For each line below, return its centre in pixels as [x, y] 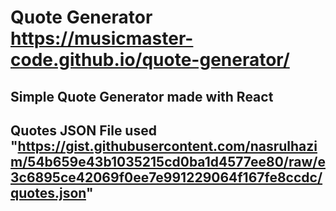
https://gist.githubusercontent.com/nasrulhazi [167, 146]
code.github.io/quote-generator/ [150, 60]
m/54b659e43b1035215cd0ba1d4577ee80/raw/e [168, 161]
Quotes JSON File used [83, 130]
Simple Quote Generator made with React [142, 96]
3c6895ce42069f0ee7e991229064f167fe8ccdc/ [166, 177]
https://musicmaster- [102, 38]
